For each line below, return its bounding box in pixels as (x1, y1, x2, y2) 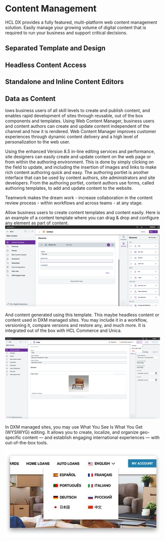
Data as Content (5, 94, 56, 103)
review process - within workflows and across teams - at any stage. (5, 200, 143, 206)
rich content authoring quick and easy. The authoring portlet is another (5, 169, 149, 175)
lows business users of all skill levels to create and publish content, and (5, 107, 150, 113)
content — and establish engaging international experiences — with (22, 434, 160, 440)
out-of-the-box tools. (5, 439, 48, 445)
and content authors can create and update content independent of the (5, 123, 150, 129)
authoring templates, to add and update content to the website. (5, 185, 133, 191)
